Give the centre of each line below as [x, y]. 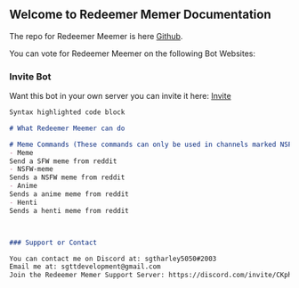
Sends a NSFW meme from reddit [67, 177]
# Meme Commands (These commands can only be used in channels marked [143, 144]
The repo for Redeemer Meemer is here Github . [96, 36]
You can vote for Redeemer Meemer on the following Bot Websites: [133, 53]
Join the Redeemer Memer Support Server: [87, 276]
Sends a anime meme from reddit [69, 194]
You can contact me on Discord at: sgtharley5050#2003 [113, 259]
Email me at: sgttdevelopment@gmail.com [85, 267]
